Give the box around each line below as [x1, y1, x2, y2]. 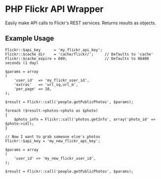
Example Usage [5, 34, 54, 43]
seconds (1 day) [5, 60, 39, 65]
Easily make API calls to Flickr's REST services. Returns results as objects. [5, 20, 157, 26]
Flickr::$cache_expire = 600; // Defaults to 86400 [5, 56, 149, 61]
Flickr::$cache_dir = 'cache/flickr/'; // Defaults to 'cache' [5, 52, 154, 57]
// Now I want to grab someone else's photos [5, 134, 100, 139]
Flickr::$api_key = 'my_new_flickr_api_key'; [5, 138, 100, 143]
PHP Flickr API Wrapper [5, 3, 104, 15]
